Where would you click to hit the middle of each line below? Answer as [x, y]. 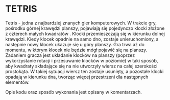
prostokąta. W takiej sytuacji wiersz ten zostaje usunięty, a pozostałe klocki [84, 71]
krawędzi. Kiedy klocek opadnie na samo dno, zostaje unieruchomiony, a [82, 39]
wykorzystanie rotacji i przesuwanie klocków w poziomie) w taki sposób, [82, 60]
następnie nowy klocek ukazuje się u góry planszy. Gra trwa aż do [75, 44]
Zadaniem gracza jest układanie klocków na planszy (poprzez [70, 55]
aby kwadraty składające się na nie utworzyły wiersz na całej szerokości [81, 66]
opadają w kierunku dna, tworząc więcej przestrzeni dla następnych [77, 77]
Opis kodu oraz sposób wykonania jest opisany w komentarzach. [74, 92]
